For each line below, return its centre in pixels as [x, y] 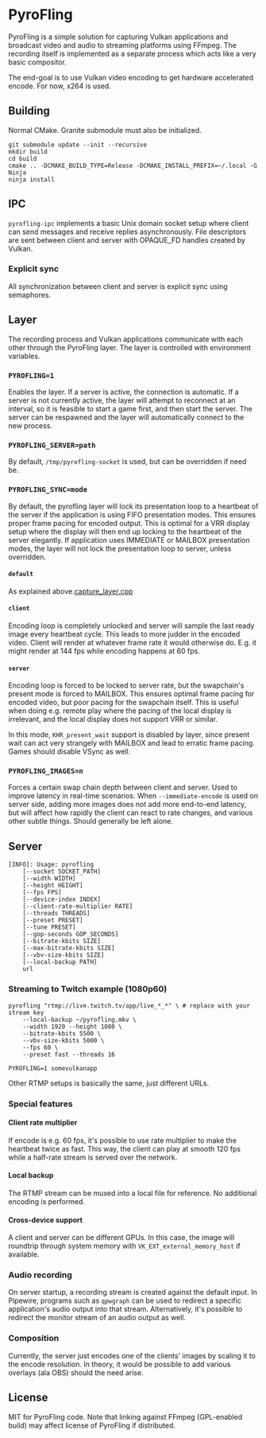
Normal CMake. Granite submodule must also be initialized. [105, 130]
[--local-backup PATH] [60, 962]
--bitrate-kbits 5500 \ [62, 1033]
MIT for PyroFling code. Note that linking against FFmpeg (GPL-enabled [125, 1417]
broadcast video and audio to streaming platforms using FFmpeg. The [122, 45]
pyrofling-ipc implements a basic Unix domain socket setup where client [129, 223]
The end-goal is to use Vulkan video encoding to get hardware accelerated [131, 77]
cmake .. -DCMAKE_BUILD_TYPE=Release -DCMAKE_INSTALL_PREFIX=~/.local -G [133, 166]
